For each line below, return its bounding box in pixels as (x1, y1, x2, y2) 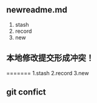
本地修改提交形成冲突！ (6, 53, 94, 63)
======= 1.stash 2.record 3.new (6, 69, 89, 76)
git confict (6, 87, 47, 98)
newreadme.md (6, 5, 68, 15)
